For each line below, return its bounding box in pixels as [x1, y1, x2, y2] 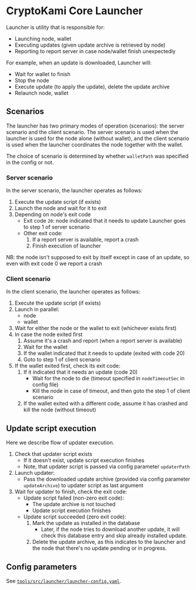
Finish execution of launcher [32, 242, 101, 249]
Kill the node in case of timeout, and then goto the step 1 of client [32, 387, 190, 395]
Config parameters [6, 562, 78, 572]
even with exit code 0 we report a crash [6, 260, 102, 267]
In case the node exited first [14, 331, 83, 338]
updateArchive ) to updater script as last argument [23, 482, 144, 489]
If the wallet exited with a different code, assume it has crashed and [23, 400, 188, 407]
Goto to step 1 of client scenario [23, 356, 101, 363]
